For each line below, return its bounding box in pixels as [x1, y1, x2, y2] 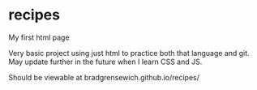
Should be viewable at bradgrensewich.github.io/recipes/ [8, 72, 200, 82]
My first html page [8, 32, 71, 42]
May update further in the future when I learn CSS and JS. [8, 57, 203, 66]
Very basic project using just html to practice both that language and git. [8, 48, 250, 58]
